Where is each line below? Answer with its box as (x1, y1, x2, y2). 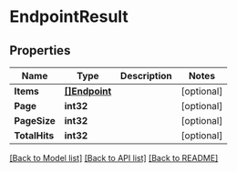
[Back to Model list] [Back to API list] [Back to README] (9, 153, 219, 163)
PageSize (14, 115, 57, 126)
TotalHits (14, 129, 55, 142)
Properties (9, 43, 71, 58)
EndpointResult (9, 6, 129, 27)
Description (119, 70, 173, 82)
